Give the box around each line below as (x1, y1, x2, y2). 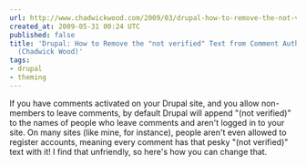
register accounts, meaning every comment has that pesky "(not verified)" (9, 136, 289, 147)
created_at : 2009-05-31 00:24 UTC (9, 22, 141, 31)
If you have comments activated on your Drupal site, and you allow (9, 98, 260, 109)
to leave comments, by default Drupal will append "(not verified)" (46, 107, 291, 119)
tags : (9, 56, 30, 65)
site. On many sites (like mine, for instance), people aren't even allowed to (9, 127, 287, 138)
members (9, 107, 46, 119)
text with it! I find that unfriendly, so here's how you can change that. (9, 146, 268, 157)
